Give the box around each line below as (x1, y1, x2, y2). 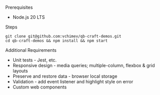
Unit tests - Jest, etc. (12, 57, 57, 63)
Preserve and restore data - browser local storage (12, 73, 118, 79)
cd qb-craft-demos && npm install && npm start (5, 38, 108, 43)
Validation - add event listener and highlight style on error (12, 79, 134, 84)
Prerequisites (5, 5, 33, 10)
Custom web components (12, 84, 67, 90)
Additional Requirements (5, 47, 57, 53)
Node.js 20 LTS (12, 14, 45, 20)
